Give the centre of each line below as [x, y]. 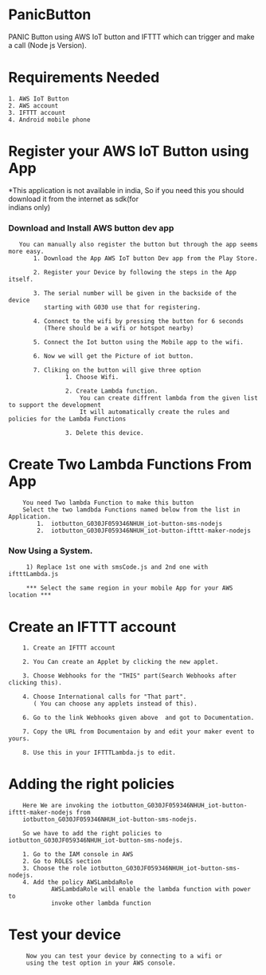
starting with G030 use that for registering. [122, 308]
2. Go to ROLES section [62, 862]
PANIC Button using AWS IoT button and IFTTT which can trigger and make [131, 37]
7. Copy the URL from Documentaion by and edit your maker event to [139, 732]
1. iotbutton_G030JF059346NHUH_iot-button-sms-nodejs [130, 524]
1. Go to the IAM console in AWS [78, 855]
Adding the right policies [92, 784]
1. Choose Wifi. [92, 377]
